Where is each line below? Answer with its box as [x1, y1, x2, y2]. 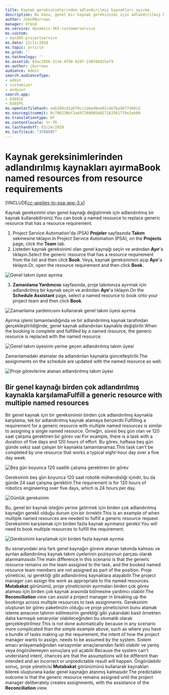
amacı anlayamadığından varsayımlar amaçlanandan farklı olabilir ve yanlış [5, 642, 159, 648]
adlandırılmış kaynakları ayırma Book [5, 162, 161, 173]
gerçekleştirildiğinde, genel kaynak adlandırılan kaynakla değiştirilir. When [5, 323, 157, 329]
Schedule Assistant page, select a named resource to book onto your [12, 293, 158, 299]
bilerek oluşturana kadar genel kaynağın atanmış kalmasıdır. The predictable [5, 669, 162, 675]
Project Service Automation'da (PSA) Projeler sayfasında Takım [12, 230, 145, 236]
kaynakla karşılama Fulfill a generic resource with [5, 390, 162, 399]
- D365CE [5, 96, 24, 101]
